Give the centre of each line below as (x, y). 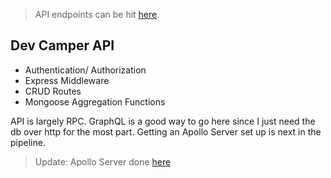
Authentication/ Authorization (85, 70)
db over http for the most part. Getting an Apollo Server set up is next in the (166, 131)
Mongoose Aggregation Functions (95, 101)
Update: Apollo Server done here (103, 161)
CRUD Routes (53, 91)
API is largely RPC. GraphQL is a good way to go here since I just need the (163, 121)
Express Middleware (67, 80)
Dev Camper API (62, 45)
